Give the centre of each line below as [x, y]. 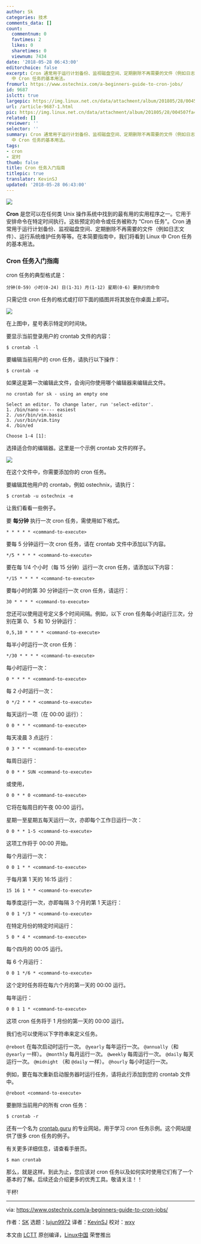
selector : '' [22, 129]
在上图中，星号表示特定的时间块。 [48, 323]
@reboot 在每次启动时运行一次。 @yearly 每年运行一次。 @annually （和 [92, 1047]
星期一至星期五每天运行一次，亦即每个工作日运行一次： [74, 820]
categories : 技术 [27, 17]
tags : [13, 146]
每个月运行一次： [27, 856]
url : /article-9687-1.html [40, 107]
